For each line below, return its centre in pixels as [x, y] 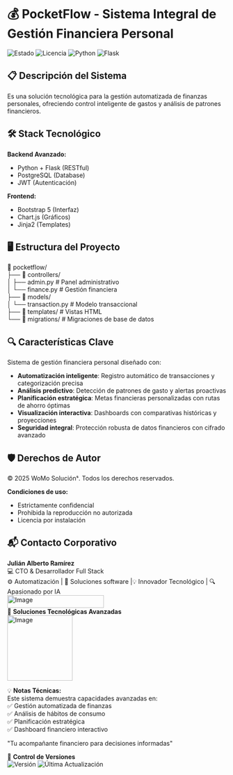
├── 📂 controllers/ [34, 275]
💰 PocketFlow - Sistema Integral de [112, 14]
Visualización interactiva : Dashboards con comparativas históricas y [117, 413]
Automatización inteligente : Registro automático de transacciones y [116, 376]
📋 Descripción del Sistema [67, 76]
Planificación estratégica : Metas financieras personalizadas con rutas [119, 398]
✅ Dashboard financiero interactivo [58, 729]
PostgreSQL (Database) [51, 175]
